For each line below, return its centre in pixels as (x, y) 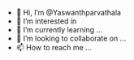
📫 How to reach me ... (54, 47)
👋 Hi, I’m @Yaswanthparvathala (69, 13)
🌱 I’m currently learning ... (59, 30)
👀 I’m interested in (46, 21)
